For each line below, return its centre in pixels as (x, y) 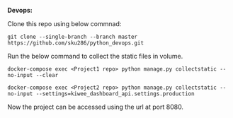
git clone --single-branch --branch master (73, 37)
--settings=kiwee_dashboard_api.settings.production (115, 94)
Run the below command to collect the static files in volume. (95, 56)
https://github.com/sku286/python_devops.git (75, 43)
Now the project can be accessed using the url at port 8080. (96, 107)
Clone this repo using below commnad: (64, 24)
